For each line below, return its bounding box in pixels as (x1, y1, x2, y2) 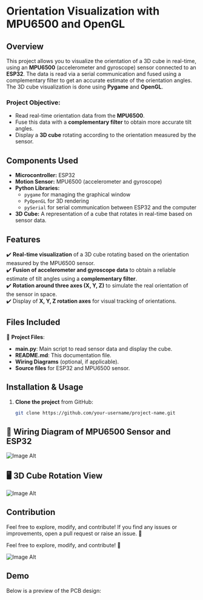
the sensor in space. (6, 290, 58, 298)
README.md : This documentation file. (15, 351, 112, 359)
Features (6, 234, 41, 244)
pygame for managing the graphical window (24, 191, 131, 198)
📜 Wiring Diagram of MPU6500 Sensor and (6, 426, 171, 437)
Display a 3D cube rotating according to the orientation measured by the (15, 132, 196, 139)
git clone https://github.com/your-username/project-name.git (15, 410, 176, 416)
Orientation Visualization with (6, 4, 160, 18)
